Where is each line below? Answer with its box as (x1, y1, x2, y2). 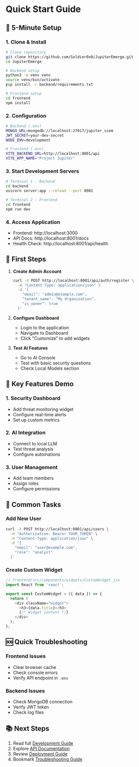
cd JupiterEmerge (5, 59, 42, 64)
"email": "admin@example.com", (22, 292, 87, 297)
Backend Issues (5, 687, 45, 694)
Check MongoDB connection (12, 698, 73, 704)
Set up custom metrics (12, 417, 60, 423)
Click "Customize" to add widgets (20, 335, 90, 341)
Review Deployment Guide (12, 750, 68, 756)
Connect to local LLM (12, 440, 57, 446)
